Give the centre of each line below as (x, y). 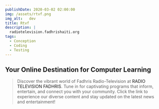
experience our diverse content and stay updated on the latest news (86, 97)
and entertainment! (36, 102)
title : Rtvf (17, 23)
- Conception (23, 41)
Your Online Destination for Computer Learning (78, 70)
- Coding (18, 46)
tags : (10, 37)
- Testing (19, 50)
